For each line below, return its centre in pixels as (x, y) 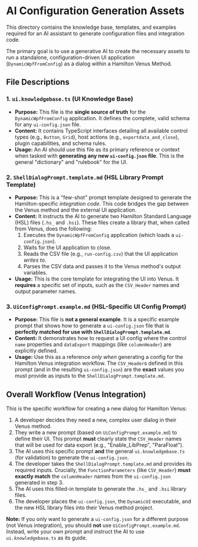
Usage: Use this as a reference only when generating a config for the (99, 357)
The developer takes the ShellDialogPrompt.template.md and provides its (103, 464)
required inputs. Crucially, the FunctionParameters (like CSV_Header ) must (103, 470)
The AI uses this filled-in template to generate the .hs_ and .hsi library (100, 489)
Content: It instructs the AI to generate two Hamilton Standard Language (103, 216)
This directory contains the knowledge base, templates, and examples (91, 27)
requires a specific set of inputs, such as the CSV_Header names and (97, 285)
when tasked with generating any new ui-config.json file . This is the (99, 156)
